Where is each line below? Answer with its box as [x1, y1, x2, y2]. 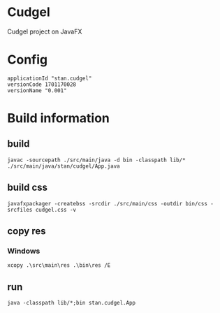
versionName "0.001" [7, 87, 68, 94]
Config [7, 52, 47, 68]
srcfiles [7, 206, 33, 213]
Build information [7, 110, 110, 126]
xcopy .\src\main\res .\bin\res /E [7, 262, 111, 269]
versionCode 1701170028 [7, 81, 77, 88]
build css [7, 182, 47, 194]
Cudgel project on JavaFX [7, 27, 82, 36]
